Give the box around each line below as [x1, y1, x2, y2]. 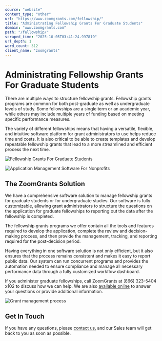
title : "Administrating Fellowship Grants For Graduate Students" [5, 21, 143, 26]
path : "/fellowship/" [5, 30, 49, 35]
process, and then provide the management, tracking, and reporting [20, 233, 158, 239]
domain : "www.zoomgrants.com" [5, 25, 67, 30]
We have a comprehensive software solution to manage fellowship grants [5, 192, 153, 198]
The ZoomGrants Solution [5, 179, 85, 188]
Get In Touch [5, 312, 45, 320]
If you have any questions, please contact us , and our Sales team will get [5, 325, 152, 331]
